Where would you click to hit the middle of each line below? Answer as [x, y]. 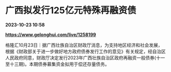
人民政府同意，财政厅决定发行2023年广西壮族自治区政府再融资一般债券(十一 [85, 58]
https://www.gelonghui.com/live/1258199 [51, 34]
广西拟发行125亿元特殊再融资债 [71, 10]
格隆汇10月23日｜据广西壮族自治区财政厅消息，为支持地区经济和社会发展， [84, 45]
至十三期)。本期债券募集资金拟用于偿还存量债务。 [58, 64]
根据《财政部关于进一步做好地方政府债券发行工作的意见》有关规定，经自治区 [85, 51]
